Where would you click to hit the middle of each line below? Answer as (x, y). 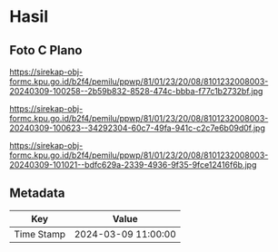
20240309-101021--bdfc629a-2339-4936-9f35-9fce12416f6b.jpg (133, 165)
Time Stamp (40, 234)
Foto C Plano (46, 50)
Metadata (37, 194)
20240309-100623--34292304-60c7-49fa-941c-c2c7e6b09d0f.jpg (138, 128)
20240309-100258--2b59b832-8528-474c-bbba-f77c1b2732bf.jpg (136, 91)
